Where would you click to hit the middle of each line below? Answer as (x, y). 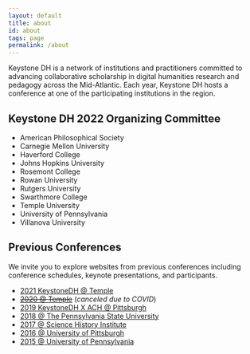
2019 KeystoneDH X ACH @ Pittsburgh (83, 307)
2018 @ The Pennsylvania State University (89, 316)
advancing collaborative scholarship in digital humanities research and (124, 77)
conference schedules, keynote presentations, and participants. (113, 275)
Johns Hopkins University (62, 163)
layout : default (35, 16)
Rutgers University (50, 188)
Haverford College (50, 154)
